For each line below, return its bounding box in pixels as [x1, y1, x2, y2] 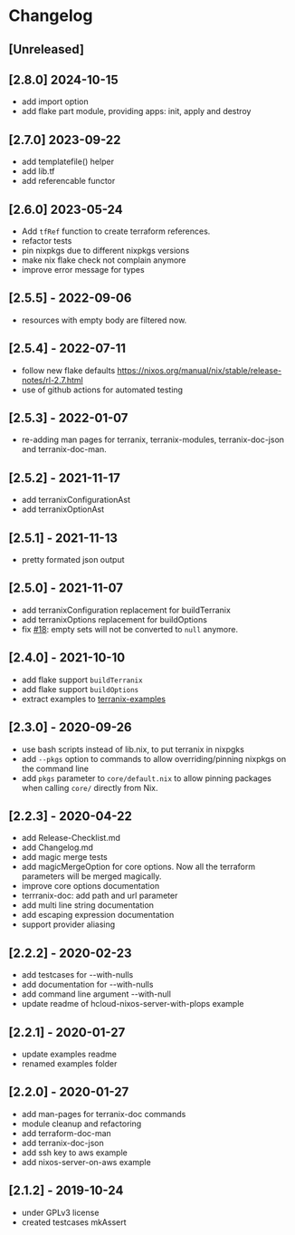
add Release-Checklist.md [21, 833, 121, 844]
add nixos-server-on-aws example [21, 1156, 151, 1167]
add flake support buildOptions [21, 683, 139, 694]
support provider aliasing [21, 919, 116, 930]
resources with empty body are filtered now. [21, 314, 187, 325]
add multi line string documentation [21, 900, 155, 911]
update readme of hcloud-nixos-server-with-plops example [21, 999, 244, 1009]
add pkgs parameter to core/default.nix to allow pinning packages [21, 772, 272, 784]
